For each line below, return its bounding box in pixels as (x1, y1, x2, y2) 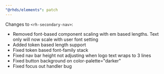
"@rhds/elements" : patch (5, 7, 58, 13)
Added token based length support (12, 41, 86, 48)
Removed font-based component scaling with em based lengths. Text (12, 31, 159, 37)
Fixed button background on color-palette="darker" (12, 57, 121, 63)
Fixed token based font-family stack (12, 47, 89, 53)
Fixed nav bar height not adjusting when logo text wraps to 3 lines (12, 52, 151, 58)
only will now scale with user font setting (12, 36, 98, 42)
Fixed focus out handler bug (12, 63, 72, 69)
